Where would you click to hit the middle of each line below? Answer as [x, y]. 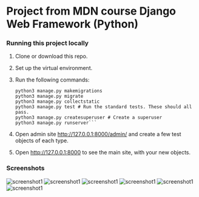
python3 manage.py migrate [49, 96]
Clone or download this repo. [51, 57]
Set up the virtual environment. [54, 68]
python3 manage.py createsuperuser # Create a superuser [89, 118]
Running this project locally [48, 43]
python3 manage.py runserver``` [56, 123]
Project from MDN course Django [91, 11]
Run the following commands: [52, 80]
